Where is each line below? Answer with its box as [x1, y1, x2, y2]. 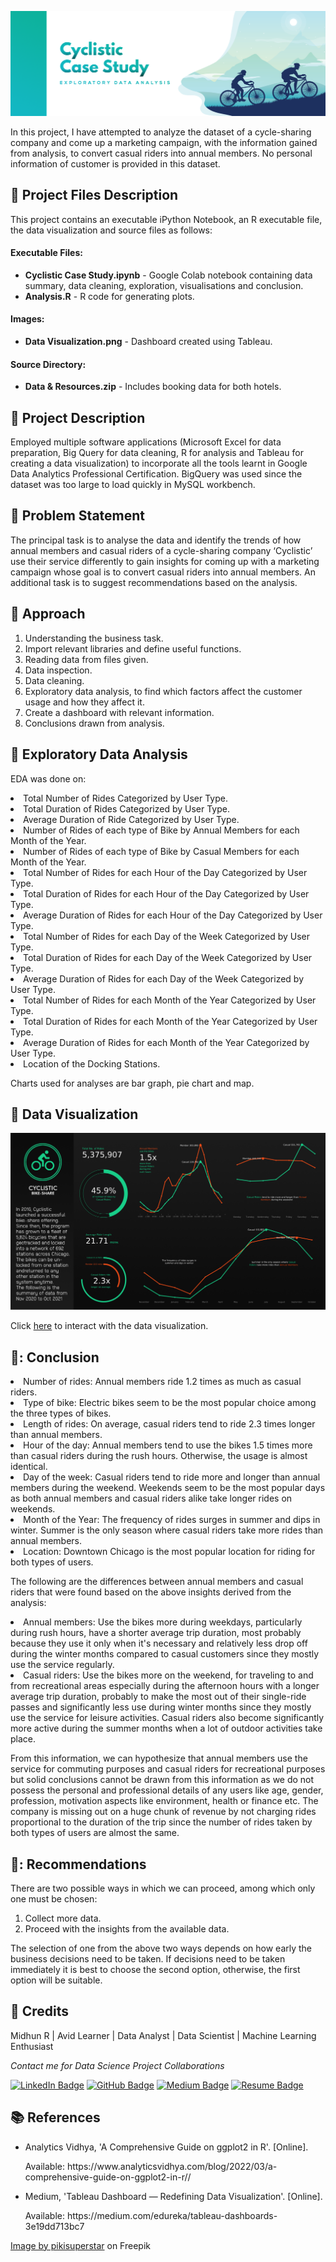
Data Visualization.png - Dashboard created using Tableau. [24, 336, 273, 348]
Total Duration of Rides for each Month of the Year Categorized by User [23, 1015, 318, 1027]
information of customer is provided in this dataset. [10, 157, 221, 170]
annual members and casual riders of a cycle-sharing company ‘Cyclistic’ [10, 544, 313, 556]
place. [10, 1733, 37, 1745]
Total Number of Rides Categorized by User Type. [23, 792, 228, 804]
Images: [10, 313, 45, 325]
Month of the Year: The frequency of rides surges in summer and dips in [23, 1514, 321, 1526]
